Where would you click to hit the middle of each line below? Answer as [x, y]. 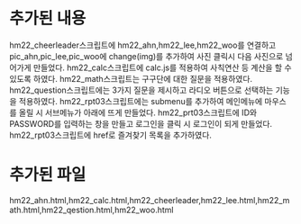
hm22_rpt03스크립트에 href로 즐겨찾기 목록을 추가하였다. [110, 135]
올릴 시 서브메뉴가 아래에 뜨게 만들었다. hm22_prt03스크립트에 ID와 [138, 112]
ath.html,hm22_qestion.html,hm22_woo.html [91, 210]
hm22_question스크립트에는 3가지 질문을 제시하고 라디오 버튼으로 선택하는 [141, 90]
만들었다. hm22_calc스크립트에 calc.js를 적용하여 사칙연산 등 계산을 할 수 [162, 67]
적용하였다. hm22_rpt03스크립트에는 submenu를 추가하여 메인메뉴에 [141, 101]
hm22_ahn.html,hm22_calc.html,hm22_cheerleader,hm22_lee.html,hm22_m [150, 200]
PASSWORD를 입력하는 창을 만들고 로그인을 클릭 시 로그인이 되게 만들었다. [141, 123]
